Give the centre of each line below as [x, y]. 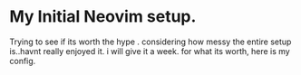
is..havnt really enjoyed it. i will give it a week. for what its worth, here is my [150, 51]
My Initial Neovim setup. [103, 17]
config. [23, 61]
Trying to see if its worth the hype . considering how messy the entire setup [150, 42]
